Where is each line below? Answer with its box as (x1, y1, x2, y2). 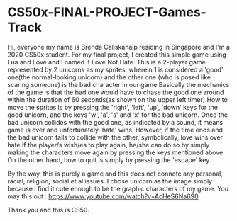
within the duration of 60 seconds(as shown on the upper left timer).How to (7, 95, 228, 103)
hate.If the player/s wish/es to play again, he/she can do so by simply (7, 140, 210, 149)
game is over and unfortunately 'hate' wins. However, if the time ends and (7, 125, 224, 134)
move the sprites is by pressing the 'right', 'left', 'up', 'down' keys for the (7, 103, 219, 111)
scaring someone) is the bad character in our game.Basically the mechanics (7, 80, 230, 89)
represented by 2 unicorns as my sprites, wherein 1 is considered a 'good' (7, 65, 224, 74)
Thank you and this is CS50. (7, 205, 90, 214)
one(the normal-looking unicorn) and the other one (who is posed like (7, 72, 211, 81)
